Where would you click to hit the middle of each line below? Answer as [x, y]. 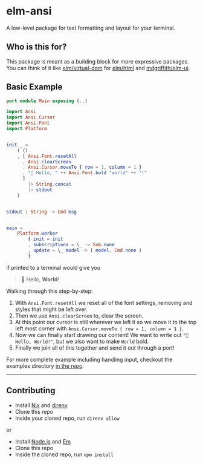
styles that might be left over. [51, 309]
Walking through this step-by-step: [50, 291]
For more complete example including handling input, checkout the [89, 359]
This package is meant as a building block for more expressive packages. [98, 61]
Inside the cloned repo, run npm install [64, 454]
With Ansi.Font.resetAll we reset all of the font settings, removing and [104, 302]
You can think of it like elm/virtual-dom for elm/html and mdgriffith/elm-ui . [98, 68]
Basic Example [34, 87]
